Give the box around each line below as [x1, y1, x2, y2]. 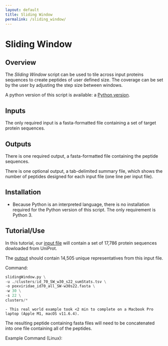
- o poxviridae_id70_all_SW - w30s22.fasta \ [5, 284, 95, 289]
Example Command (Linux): [5, 335, 63, 341]
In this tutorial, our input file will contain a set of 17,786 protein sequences [5, 240, 157, 246]
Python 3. [12, 212, 33, 218]
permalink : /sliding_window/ [5, 17, 66, 22]
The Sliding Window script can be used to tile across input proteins [5, 71, 144, 78]
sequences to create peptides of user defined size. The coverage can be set [5, 77, 163, 83]
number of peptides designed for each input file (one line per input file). [5, 174, 153, 179]
